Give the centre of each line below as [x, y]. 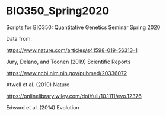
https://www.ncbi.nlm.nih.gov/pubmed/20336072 [67, 73]
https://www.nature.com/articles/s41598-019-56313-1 [72, 50]
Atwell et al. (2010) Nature [38, 85]
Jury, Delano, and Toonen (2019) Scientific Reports [68, 62]
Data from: [19, 38]
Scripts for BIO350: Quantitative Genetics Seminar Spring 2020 [83, 27]
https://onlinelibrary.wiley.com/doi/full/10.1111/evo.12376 [74, 96]
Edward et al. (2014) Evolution [43, 107]
